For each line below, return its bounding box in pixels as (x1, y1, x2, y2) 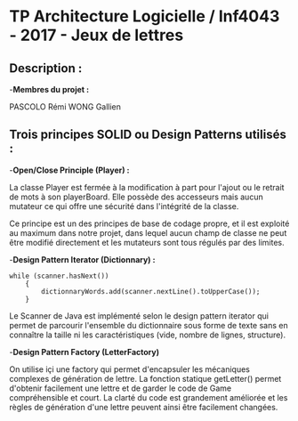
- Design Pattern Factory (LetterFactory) (9, 346, 160, 357)
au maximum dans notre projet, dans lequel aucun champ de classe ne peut (9, 227, 287, 238)
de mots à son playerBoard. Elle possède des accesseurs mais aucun (9, 191, 264, 202)
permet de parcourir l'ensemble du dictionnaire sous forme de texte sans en (9, 320, 288, 330)
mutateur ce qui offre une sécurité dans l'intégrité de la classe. (9, 200, 239, 211)
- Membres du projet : (9, 85, 90, 94)
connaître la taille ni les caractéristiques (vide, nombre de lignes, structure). (9, 329, 286, 340)
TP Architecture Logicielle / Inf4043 (9, 6, 280, 27)
